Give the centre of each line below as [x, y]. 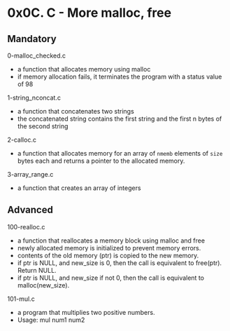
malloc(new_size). [43, 285]
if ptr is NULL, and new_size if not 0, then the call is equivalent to [111, 278]
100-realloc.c [26, 227]
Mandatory [32, 39]
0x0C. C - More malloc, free [89, 13]
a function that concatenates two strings [76, 111]
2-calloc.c [22, 140]
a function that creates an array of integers [79, 188]
